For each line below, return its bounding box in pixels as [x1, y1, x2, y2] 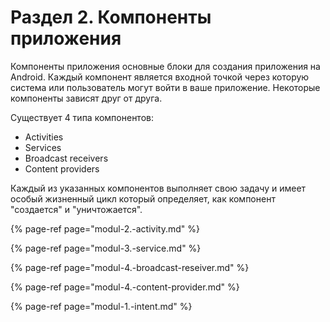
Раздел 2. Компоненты [10, 6, 212, 29]
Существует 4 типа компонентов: [10, 111, 154, 123]
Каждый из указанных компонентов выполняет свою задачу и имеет [10, 182, 307, 194]
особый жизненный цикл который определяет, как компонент [10, 192, 276, 205]
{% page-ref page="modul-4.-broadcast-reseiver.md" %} [10, 261, 250, 273]
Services [24, 141, 62, 153]
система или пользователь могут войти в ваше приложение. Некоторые [10, 81, 321, 93]
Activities [24, 131, 64, 143]
